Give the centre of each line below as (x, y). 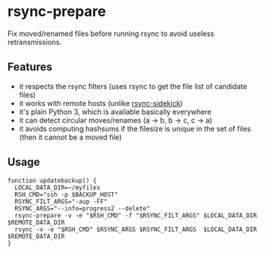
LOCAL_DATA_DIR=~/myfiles (58, 187)
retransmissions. (35, 41)
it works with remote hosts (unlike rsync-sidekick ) (101, 103)
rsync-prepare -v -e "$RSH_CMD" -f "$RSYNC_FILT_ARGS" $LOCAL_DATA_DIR (136, 215)
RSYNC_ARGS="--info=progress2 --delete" (82, 208)
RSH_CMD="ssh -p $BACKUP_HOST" (66, 194)
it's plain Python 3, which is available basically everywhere (115, 112)
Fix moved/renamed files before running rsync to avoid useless (111, 33)
